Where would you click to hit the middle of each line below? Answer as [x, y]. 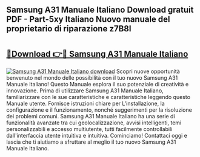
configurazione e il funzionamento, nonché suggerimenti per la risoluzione [99, 110]
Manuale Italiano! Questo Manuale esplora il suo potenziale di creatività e [98, 84]
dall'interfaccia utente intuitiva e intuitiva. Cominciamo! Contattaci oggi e [97, 136]
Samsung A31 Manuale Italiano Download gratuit [100, 10]
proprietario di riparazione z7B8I [69, 29]
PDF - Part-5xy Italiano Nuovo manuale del [88, 20]
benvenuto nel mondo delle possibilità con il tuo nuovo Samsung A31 [92, 78]
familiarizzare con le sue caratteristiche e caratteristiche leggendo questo [98, 97]
